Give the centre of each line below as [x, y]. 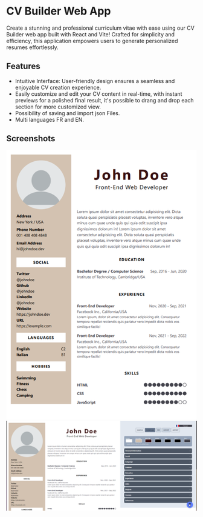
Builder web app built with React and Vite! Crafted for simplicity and [91, 34]
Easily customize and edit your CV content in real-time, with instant [98, 94]
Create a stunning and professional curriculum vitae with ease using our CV [100, 28]
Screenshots [31, 138]
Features [23, 66]
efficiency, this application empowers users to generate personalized [92, 41]
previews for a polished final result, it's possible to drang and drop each [105, 100]
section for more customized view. [58, 107]
